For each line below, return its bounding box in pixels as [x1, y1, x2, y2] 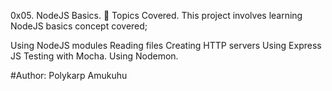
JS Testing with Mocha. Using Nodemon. [10, 50, 179, 62]
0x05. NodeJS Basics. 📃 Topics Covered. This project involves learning [10, 10, 303, 21]
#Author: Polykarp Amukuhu [10, 70, 128, 81]
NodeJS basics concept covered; [10, 20, 148, 32]
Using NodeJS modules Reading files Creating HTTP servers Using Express [10, 40, 322, 51]
